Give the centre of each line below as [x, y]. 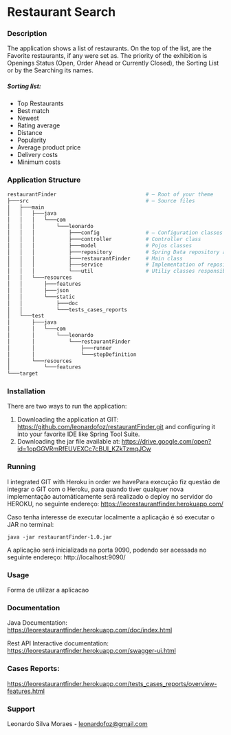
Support [21, 709]
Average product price [49, 147]
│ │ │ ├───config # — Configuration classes [115, 233]
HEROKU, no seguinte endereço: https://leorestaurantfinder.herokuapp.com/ [115, 504]
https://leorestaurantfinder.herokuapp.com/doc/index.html [90, 630]
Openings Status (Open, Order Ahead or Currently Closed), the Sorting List [113, 63]
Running [22, 467]
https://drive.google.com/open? [166, 442]
